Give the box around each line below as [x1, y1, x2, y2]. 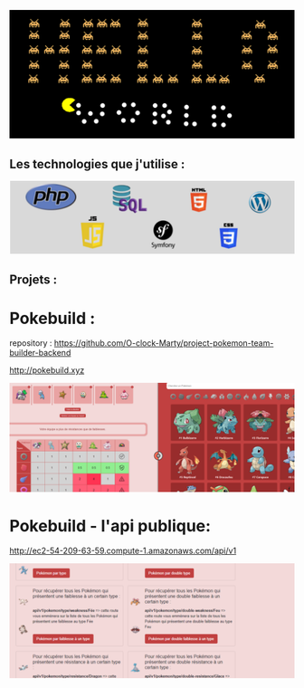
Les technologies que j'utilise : [9, 156, 185, 172]
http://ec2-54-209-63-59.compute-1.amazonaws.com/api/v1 [9, 545, 237, 557]
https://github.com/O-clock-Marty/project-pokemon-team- [53, 338, 274, 349]
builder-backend [9, 348, 71, 358]
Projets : [9, 272, 58, 287]
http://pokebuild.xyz [9, 365, 85, 376]
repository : [9, 338, 52, 349]
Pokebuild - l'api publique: [9, 515, 211, 536]
